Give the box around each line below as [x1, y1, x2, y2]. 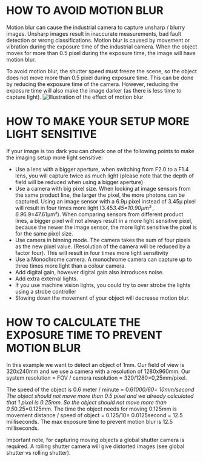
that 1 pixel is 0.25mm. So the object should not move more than [6, 398, 167, 406]
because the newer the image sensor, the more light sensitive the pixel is [15, 223, 197, 231]
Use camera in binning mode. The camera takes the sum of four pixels [15, 236, 191, 243]
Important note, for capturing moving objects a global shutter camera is [6, 436, 185, 443]
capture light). [6, 93, 41, 101]
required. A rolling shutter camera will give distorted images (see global [6, 443, 185, 450]
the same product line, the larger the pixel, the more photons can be [15, 191, 185, 199]
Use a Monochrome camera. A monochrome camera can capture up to [15, 256, 192, 263]
